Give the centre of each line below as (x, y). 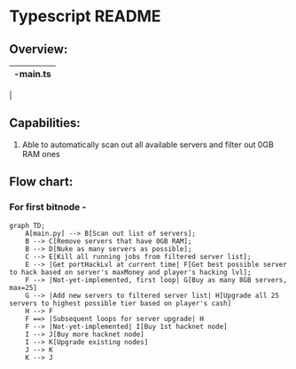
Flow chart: (41, 182)
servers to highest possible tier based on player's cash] (121, 303)
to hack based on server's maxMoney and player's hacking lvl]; (130, 272)
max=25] (23, 287)
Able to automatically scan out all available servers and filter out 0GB (148, 145)
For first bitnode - (48, 208)
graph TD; (27, 225)
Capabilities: (45, 123)
